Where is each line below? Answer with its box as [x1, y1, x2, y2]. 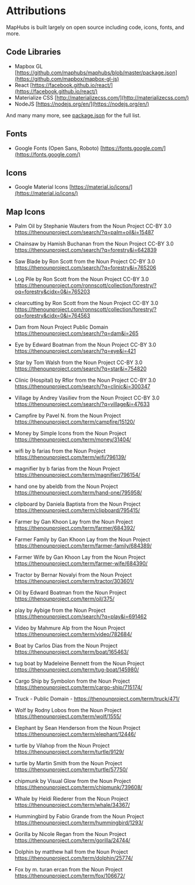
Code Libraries [6, 47, 61, 57]
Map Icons [6, 206, 45, 217]
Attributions [6, 4, 66, 18]
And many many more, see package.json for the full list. [6, 112, 141, 119]
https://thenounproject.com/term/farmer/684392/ [14, 525, 135, 532]
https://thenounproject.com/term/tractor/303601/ [14, 578, 134, 585]
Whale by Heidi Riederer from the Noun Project [14, 795, 129, 802]
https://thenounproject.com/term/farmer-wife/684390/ [14, 560, 148, 567]
